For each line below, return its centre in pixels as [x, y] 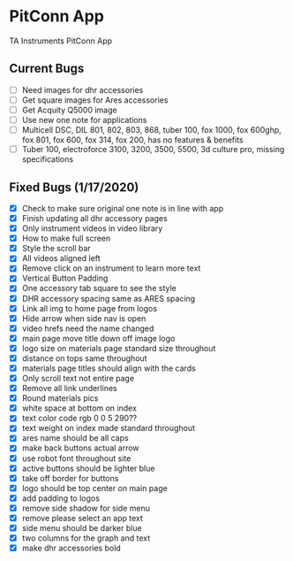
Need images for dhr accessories [83, 89]
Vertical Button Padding [65, 278]
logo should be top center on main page [94, 488]
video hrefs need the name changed [88, 328]
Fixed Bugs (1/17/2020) [74, 187]
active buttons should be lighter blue [88, 468]
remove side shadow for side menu [86, 508]
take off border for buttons [70, 478]
